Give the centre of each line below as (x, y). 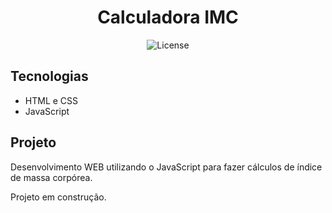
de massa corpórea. (51, 177)
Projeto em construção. (58, 197)
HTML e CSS (51, 100)
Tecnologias (49, 76)
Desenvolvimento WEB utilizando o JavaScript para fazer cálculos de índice (166, 167)
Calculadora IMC (168, 17)
